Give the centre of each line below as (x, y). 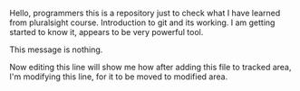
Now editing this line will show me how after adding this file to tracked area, (150, 67)
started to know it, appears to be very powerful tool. (106, 32)
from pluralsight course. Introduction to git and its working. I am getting (142, 23)
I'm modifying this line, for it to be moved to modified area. (119, 77)
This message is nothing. (56, 50)
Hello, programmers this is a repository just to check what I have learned (145, 13)
